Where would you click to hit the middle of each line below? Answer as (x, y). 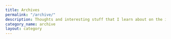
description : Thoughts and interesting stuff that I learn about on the (84, 19)
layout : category (24, 29)
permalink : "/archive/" (31, 15)
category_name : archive (31, 24)
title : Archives (22, 10)
